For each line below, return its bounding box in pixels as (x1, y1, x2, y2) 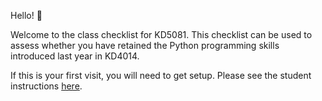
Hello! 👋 (10, 10, 43, 21)
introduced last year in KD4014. (10, 50, 140, 62)
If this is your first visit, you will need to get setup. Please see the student (10, 70, 312, 81)
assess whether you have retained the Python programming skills (10, 40, 280, 51)
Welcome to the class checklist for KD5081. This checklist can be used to (10, 29, 313, 40)
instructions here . (10, 80, 83, 92)
